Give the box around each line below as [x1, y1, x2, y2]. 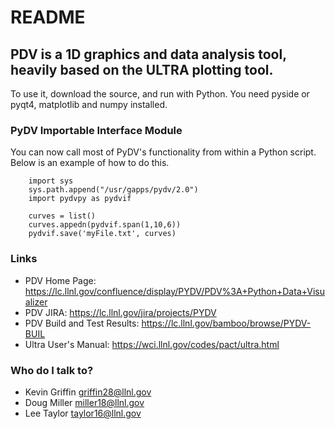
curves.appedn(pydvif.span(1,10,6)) [28, 220, 182, 230]
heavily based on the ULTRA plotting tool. [10, 61, 274, 78]
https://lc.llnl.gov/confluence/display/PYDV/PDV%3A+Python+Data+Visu [24, 285, 326, 297]
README [10, 6, 86, 29]
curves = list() [28, 211, 97, 221]
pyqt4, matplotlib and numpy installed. [10, 99, 168, 110]
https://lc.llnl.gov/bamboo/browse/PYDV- [141, 317, 312, 329]
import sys [28, 176, 74, 186]
